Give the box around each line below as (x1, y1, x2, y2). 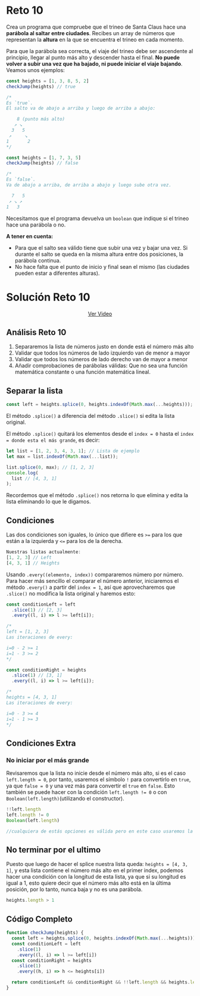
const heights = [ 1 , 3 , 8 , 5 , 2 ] (6, 78, 89, 84)
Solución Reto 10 (6, 290, 90, 304)
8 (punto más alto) (17, 116, 65, 122)
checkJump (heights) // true (6, 83, 76, 89)
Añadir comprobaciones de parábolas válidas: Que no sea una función (14, 362, 187, 370)
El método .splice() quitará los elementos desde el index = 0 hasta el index (6, 430, 194, 437)
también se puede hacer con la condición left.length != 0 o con (6, 789, 167, 796)
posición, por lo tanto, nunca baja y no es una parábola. (6, 886, 143, 893)
